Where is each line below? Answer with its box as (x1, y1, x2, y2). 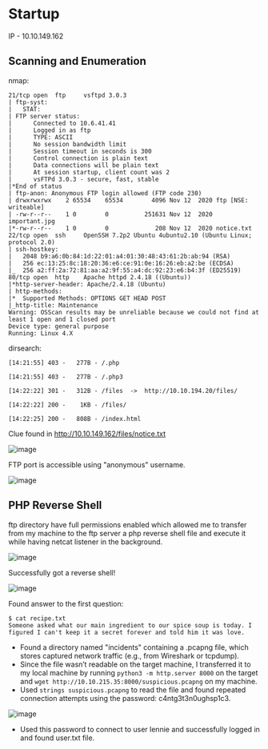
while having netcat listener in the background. (8, 537, 163, 547)
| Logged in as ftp (8, 126, 91, 134)
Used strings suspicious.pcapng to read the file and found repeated (19, 685, 246, 695)
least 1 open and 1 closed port (8, 315, 116, 323)
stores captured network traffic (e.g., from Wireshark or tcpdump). (19, 651, 240, 660)
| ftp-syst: (8, 98, 48, 106)
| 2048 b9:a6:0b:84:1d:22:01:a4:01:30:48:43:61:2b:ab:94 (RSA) (8, 252, 230, 260)
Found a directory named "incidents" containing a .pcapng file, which (19, 642, 250, 652)
